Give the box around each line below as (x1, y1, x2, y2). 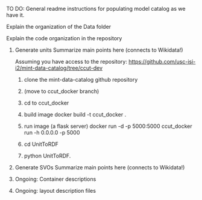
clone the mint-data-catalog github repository (24, 76, 138, 83)
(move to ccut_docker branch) (24, 88, 99, 95)
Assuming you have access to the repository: (14, 58, 128, 65)
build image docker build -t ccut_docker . (24, 111, 127, 118)
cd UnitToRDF (24, 141, 59, 148)
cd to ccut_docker (24, 99, 69, 106)
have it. (6, 11, 25, 19)
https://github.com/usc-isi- (128, 58, 196, 65)
